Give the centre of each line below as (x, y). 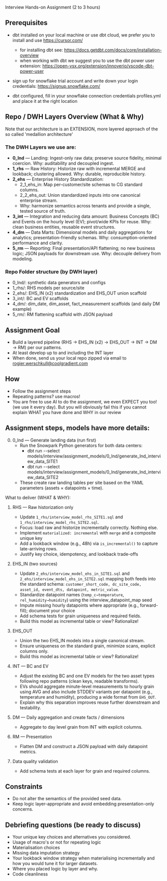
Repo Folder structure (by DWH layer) (51, 272)
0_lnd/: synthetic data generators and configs (59, 283)
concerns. (23, 809)
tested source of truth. (43, 211)
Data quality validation (35, 761)
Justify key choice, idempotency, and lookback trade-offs (79, 554)
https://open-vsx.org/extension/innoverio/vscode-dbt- (98, 66)
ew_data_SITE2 (43, 477)
